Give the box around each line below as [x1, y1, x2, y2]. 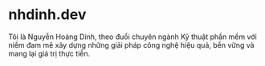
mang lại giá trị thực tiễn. [8, 49, 91, 58]
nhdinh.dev [8, 6, 87, 24]
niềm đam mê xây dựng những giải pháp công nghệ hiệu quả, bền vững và [8, 40, 255, 49]
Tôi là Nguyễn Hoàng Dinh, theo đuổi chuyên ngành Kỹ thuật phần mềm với [8, 32, 257, 41]
